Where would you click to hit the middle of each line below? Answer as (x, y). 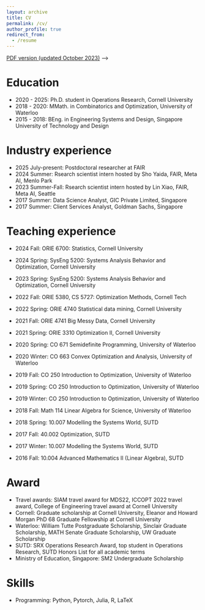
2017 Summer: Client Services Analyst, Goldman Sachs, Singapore (99, 207)
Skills (20, 583)
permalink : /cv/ (27, 23)
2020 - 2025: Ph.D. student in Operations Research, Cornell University (104, 99)
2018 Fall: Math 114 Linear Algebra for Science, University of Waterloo (103, 410)
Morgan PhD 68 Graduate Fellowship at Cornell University (88, 519)
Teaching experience (61, 231)
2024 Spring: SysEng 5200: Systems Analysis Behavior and (91, 260)
